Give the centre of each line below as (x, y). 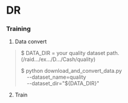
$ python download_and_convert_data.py (71, 71)
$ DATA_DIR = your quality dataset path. (70, 53)
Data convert (31, 41)
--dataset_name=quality (56, 77)
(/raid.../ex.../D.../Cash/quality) (58, 59)
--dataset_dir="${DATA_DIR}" (63, 83)
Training (18, 29)
